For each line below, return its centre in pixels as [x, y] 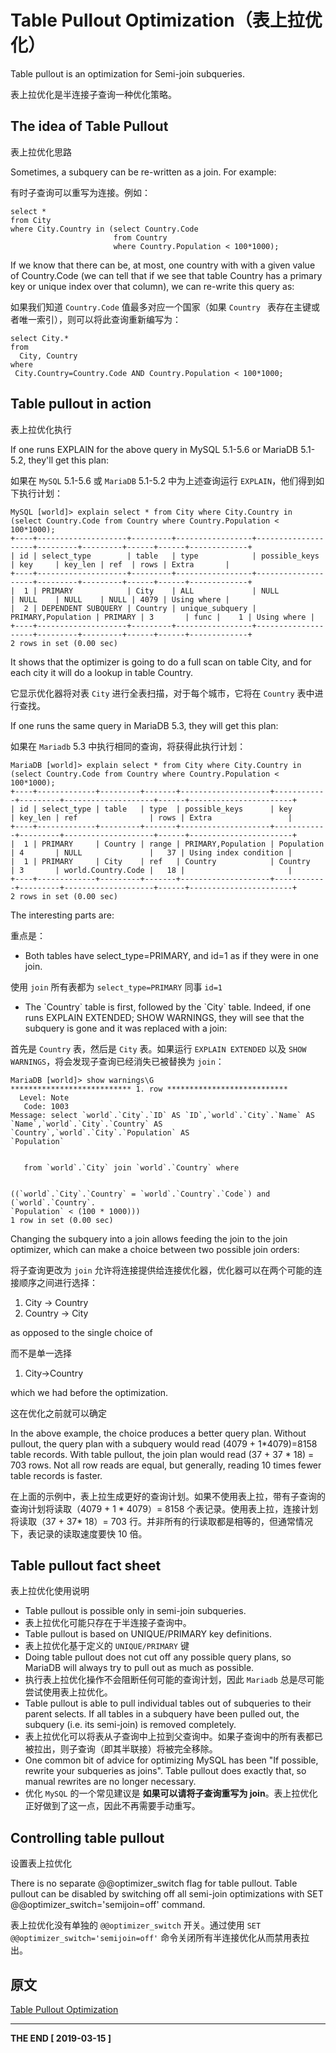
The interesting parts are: [62, 915]
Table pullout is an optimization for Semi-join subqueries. [127, 73]
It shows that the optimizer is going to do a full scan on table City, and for [161, 662]
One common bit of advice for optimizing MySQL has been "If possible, [171, 1760]
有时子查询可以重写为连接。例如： [80, 192]
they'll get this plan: [68, 460]
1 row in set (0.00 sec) [62, 1220]
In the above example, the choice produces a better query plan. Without [158, 1433]
